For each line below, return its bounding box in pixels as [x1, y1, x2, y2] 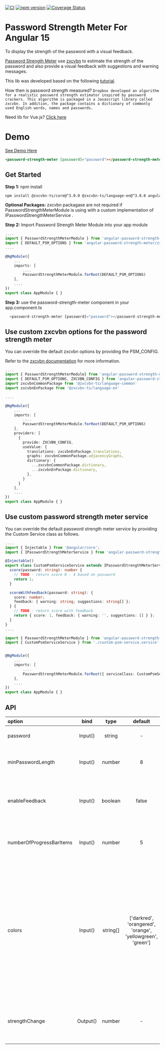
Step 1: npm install [5, 184, 43, 189]
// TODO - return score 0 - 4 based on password [14, 572, 115, 577]
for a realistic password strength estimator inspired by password [5, 92, 146, 98]
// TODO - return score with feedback [14, 609, 93, 614]
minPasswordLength [7, 759, 55, 765]
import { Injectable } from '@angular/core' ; [5, 545, 100, 550]
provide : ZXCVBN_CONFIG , [23, 440, 74, 445]
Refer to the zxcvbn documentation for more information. [5, 358, 120, 364]
